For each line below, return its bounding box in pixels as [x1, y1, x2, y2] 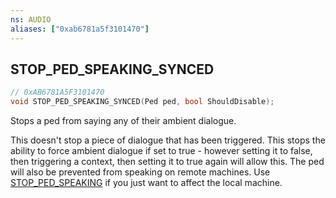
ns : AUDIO [10, 14, 52, 25]
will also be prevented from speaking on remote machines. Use [10, 166, 271, 178]
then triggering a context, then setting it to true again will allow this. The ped [10, 156, 325, 168]
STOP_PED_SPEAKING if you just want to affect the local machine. [10, 177, 283, 189]
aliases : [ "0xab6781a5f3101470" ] [10, 24, 150, 34]
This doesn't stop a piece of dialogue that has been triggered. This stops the [10, 134, 326, 146]
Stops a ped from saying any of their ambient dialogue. [10, 115, 237, 127]
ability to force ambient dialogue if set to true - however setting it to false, [10, 145, 313, 157]
